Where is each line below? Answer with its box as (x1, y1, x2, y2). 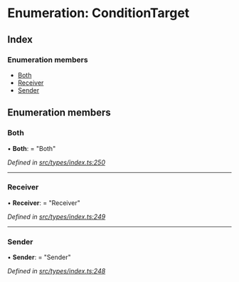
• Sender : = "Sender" (7, 253, 71, 261)
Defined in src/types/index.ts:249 (7, 212, 106, 221)
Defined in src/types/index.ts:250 (7, 158, 105, 167)
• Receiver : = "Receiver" (7, 198, 80, 207)
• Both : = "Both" (7, 144, 56, 152)
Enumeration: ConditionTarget (7, 5, 190, 21)
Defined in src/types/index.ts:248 (7, 267, 106, 276)
